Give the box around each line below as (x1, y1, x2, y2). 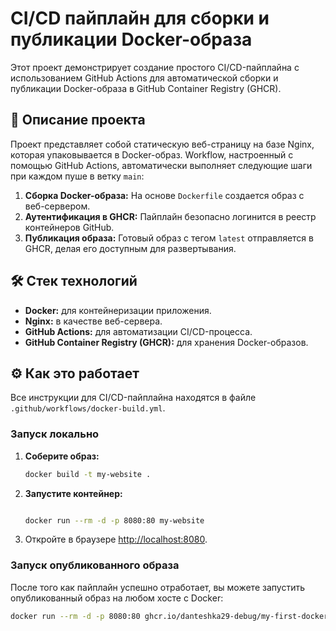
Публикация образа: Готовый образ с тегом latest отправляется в (24, 232, 314, 244)
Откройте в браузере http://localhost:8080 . (24, 533, 208, 546)
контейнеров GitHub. (24, 221, 115, 233)
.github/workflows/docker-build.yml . (10, 402, 166, 414)
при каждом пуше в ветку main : (10, 170, 145, 182)
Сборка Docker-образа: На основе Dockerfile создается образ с (24, 189, 305, 201)
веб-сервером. (24, 200, 91, 212)
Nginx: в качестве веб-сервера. (24, 315, 163, 327)
